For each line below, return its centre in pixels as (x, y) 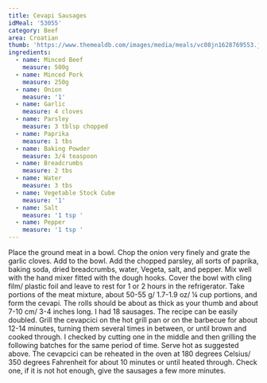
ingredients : (30, 52)
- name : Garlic (41, 104)
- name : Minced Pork (49, 75)
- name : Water (39, 178)
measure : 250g (46, 82)
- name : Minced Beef (49, 60)
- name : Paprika (42, 133)
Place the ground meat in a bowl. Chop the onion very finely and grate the (129, 252)
